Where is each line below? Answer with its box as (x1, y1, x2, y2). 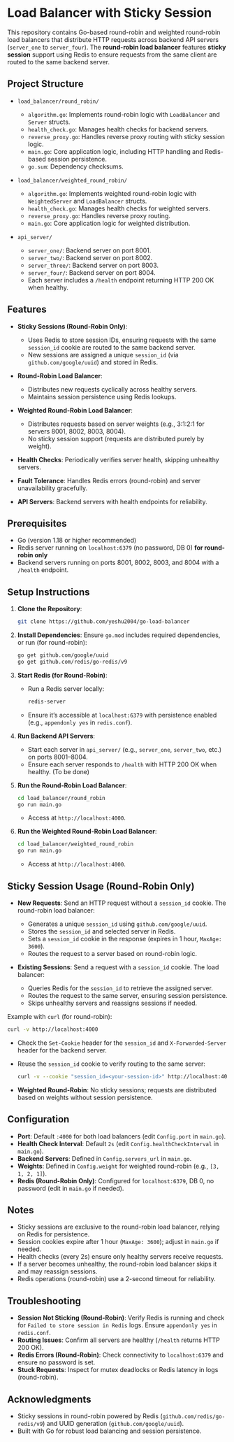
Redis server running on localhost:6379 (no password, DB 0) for (17, 543, 204, 552)
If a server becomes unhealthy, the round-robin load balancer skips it (17, 1260, 217, 1269)
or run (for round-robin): (17, 638, 87, 647)
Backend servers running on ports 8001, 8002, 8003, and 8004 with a (17, 558, 219, 567)
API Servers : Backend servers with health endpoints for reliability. (17, 497, 207, 506)
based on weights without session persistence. (17, 1093, 153, 1101)
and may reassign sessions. (17, 1267, 98, 1276)
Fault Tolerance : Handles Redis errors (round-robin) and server (17, 476, 201, 485)
